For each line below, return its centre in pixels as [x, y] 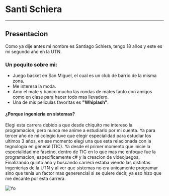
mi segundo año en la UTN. [33, 51]
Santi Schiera [34, 9]
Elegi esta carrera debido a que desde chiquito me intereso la [69, 125]
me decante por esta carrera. [35, 179]
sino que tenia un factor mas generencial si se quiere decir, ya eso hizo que [83, 173]
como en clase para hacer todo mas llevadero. [61, 97]
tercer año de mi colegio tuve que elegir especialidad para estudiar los [78, 136]
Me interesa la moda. [34, 86]
